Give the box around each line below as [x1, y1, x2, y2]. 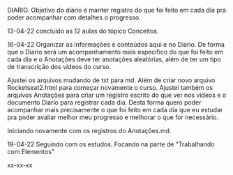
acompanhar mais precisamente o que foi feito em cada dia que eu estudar [7, 106, 223, 114]
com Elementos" [7, 148, 55, 155]
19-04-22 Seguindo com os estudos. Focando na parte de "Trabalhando [7, 140, 215, 149]
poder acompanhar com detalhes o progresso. [7, 13, 141, 22]
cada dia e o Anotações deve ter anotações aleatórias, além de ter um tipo [7, 55, 221, 63]
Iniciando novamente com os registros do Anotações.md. [7, 127, 172, 135]
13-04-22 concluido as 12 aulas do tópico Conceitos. [7, 27, 159, 35]
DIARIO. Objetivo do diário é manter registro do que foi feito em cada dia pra [7, 6, 227, 14]
